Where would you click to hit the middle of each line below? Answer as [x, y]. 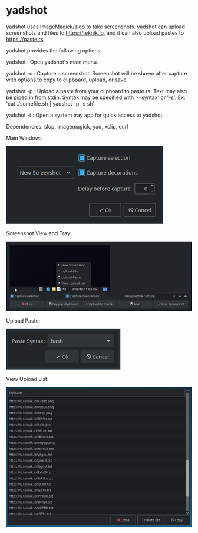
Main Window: [24, 138]
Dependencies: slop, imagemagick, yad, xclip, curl [67, 126]
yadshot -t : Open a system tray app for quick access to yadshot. [85, 115]
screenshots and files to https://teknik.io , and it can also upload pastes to [95, 32]
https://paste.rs [25, 39]
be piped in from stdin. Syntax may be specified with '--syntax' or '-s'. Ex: [96, 97]
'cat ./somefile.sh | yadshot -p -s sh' [50, 103]
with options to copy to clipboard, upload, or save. [67, 80]
